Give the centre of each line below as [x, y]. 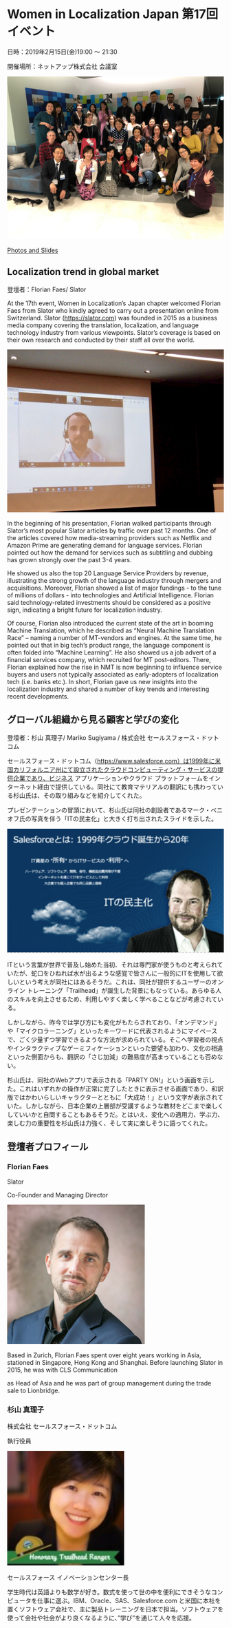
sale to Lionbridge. [34, 1391]
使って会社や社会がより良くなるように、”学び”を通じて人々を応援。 [101, 1618]
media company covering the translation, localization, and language [103, 325]
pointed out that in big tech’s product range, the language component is [109, 645]
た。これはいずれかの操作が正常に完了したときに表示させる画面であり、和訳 [115, 1089]
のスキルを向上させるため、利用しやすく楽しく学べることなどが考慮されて [112, 999]
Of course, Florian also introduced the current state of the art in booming [110, 623]
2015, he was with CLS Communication [63, 1370]
